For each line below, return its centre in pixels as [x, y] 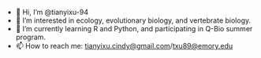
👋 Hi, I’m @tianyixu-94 [52, 12]
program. [30, 37]
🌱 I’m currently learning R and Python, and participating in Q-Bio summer [134, 29]
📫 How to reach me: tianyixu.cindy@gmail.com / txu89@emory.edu [124, 46]
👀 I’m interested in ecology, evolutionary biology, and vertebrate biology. [133, 20]
